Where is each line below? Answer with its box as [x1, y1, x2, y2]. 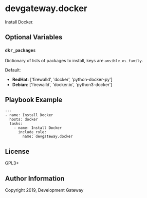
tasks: [9, 121, 23, 126]
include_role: [18, 130, 47, 135]
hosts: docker [9, 117, 38, 122]
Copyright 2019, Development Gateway [5, 187, 84, 193]
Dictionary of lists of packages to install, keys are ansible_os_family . [5, 57, 143, 63]
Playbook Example [5, 96, 62, 104]
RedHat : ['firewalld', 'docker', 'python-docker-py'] [12, 76, 113, 82]
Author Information [5, 174, 65, 182]
